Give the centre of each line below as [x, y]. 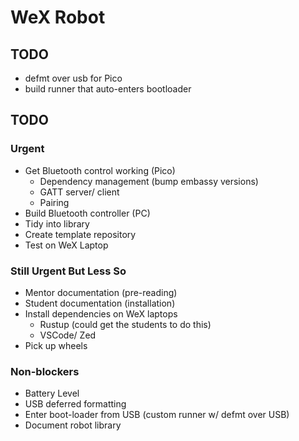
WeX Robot [58, 17]
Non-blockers [45, 371]
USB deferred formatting [75, 404]
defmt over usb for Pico [73, 78]
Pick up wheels [56, 345]
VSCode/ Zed [68, 335]
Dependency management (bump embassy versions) [149, 181]
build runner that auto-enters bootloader [108, 89]
